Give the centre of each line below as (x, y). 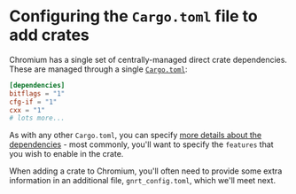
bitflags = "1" (37, 93)
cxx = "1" (27, 110)
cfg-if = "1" (33, 102)
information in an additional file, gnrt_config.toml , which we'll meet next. (143, 181)
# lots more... (37, 118)
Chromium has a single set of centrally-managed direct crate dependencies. (148, 59)
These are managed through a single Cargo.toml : (98, 69)
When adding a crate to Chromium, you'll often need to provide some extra (146, 171)
